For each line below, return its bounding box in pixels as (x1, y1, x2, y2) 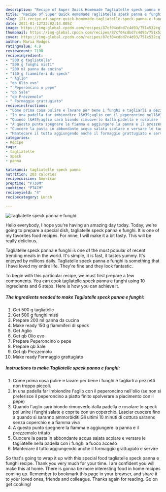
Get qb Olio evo (12, 333, 45, 339)
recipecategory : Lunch (5, 195, 52, 199)
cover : (5, 35, 19, 40)
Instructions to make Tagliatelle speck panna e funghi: (5, 365, 120, 371)
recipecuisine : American (5, 176, 57, 181)
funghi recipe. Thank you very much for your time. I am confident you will (5, 460, 155, 466)
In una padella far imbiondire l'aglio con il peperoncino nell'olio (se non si (12, 388, 162, 394)
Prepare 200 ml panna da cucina (12, 317, 79, 323)
